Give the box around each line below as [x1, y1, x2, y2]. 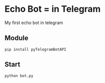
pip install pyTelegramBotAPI [4, 47, 67, 52]
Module [4, 34, 28, 42]
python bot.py [4, 73, 34, 78]
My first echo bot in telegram [4, 20, 63, 26]
